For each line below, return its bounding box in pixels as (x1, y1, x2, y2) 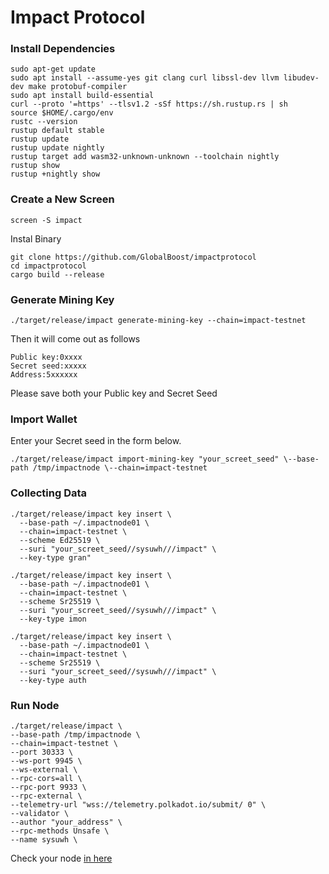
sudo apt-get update (10, 64, 97, 75)
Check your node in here (10, 852, 113, 864)
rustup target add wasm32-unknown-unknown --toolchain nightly (10, 152, 280, 162)
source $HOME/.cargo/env (10, 108, 114, 118)
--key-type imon (19, 614, 87, 624)
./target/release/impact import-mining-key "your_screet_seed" (10, 454, 280, 465)
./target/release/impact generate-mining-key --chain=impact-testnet (10, 316, 307, 326)
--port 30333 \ (10, 747, 74, 757)
